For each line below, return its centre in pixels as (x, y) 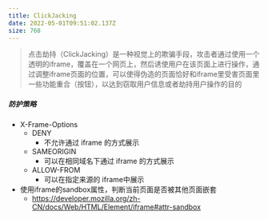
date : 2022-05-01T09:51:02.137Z (62, 23)
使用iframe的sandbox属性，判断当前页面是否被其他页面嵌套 (118, 189)
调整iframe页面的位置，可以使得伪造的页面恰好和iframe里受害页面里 (147, 74)
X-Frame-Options (49, 125)
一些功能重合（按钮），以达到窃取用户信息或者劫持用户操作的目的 (135, 84)
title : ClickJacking (43, 16)
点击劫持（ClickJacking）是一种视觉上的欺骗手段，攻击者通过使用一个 (144, 54)
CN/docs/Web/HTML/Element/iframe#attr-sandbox (116, 207)
